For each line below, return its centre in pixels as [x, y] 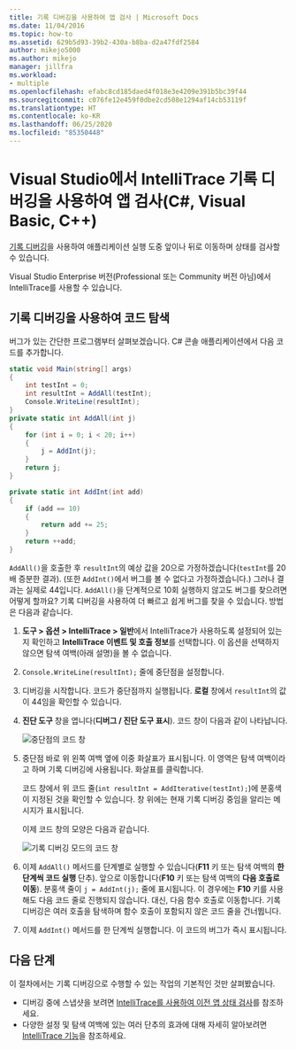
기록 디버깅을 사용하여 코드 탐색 [90, 319]
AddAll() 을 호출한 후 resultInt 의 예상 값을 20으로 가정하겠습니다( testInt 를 [142, 567]
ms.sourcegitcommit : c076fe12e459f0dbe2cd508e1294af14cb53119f [128, 100]
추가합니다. [45, 352]
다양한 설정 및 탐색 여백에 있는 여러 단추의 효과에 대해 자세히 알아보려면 [144, 1024]
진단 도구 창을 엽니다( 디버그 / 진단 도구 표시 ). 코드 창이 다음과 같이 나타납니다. [155, 720]
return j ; [43, 468]
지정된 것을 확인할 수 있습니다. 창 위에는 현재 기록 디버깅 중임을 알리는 [152, 799]
